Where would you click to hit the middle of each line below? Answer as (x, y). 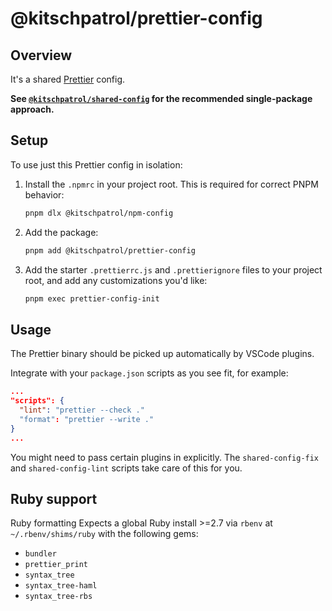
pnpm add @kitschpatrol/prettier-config (110, 250)
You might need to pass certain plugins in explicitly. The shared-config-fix (165, 457)
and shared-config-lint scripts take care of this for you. (126, 468)
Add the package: (61, 232)
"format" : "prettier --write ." (87, 419)
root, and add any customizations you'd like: (116, 280)
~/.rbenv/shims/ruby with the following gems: (104, 534)
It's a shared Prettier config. (68, 79)
